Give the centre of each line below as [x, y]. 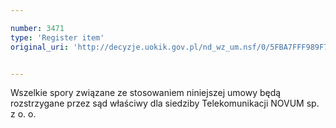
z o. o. [23, 114]
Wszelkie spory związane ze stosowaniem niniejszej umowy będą [146, 93]
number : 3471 [37, 28]
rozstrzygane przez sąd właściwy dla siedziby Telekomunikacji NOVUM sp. [165, 103]
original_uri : [40, 47]
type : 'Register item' [57, 37]
